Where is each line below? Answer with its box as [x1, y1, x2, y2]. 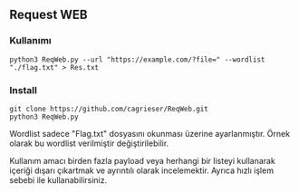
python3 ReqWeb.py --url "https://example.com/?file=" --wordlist [9, 54, 265, 64]
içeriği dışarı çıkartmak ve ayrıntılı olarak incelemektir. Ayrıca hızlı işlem [9, 165, 275, 176]
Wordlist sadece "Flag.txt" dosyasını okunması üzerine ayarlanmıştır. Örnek [9, 128, 291, 139]
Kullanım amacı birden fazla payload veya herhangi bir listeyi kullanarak [9, 155, 276, 166]
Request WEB [9, 7, 88, 23]
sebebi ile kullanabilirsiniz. [9, 174, 108, 185]
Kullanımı [9, 34, 52, 47]
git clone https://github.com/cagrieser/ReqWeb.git [9, 104, 208, 113]
